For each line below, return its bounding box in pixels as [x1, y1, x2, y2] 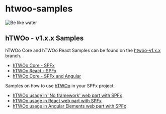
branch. [5, 52, 22, 58]
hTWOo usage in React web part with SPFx [12, 97, 102, 103]
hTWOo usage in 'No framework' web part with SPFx [12, 92, 122, 98]
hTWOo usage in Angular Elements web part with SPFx [12, 103, 127, 109]
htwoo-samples [5, 3, 73, 14]
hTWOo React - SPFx [12, 67, 57, 73]
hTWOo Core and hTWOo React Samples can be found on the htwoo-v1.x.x [5, 47, 161, 53]
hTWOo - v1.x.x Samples [5, 34, 84, 42]
